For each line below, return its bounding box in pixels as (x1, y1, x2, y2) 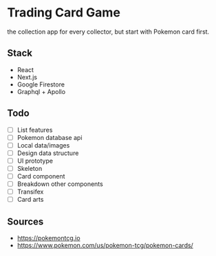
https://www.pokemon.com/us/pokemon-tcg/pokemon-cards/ (17, 242, 194, 249)
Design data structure (17, 149, 79, 157)
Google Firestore (17, 80, 65, 89)
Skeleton (17, 164, 43, 172)
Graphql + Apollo (17, 87, 66, 95)
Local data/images (17, 141, 70, 149)
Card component (17, 172, 65, 180)
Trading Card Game (7, 5, 120, 21)
